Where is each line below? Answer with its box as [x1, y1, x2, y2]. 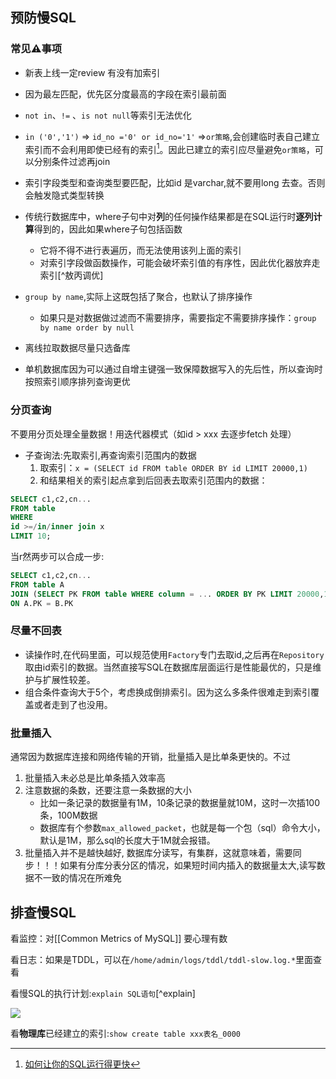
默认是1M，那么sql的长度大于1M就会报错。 [39, 834, 216, 847]
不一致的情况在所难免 [33, 872, 122, 884]
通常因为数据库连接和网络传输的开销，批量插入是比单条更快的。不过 [10, 751, 291, 763]
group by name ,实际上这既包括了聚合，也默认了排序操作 [24, 291, 253, 303]
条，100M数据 [39, 809, 98, 822]
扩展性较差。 [42, 673, 96, 685]
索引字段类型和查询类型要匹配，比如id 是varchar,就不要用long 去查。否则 [24, 177, 326, 189]
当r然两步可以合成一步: [10, 551, 105, 563]
